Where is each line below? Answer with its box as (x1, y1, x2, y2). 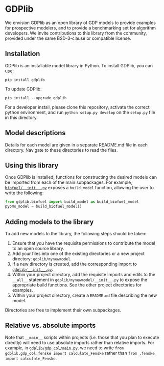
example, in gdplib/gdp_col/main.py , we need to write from (5, 345, 124, 351)
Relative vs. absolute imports (5, 321, 96, 330)
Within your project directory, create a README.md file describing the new (12, 292, 157, 298)
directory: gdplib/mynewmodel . (12, 255, 72, 261)
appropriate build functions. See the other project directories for (12, 282, 142, 288)
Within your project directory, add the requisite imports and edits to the (12, 271, 156, 277)
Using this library (5, 161, 59, 169)
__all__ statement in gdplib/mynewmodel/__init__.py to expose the (12, 277, 148, 282)
